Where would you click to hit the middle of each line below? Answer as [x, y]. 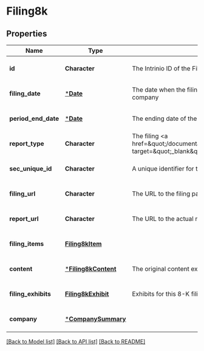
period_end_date [34, 118]
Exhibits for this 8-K [161, 294]
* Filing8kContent [90, 269]
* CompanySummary [95, 319]
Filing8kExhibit [87, 294]
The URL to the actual [163, 219]
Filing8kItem [83, 244]
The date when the [159, 90]
